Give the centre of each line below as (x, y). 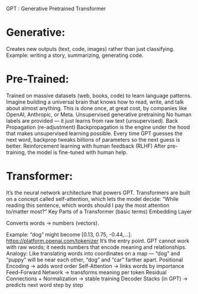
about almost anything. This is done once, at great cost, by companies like (97, 108)
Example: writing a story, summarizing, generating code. (75, 55)
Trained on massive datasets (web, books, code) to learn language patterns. (99, 95)
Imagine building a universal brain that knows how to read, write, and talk (95, 102)
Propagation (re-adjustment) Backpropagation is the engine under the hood (98, 127)
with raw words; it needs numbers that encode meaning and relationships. (96, 247)
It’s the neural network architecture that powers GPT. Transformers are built (98, 193)
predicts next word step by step (45, 285)
